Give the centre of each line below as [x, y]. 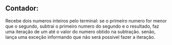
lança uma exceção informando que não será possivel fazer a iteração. [80, 37]
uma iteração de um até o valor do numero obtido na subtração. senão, [80, 31]
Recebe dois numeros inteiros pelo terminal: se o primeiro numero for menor [86, 20]
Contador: [22, 8]
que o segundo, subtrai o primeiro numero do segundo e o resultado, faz [82, 26]
